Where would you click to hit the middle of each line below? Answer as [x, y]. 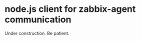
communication [38, 20]
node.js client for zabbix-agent [70, 9]
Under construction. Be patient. [37, 33]
